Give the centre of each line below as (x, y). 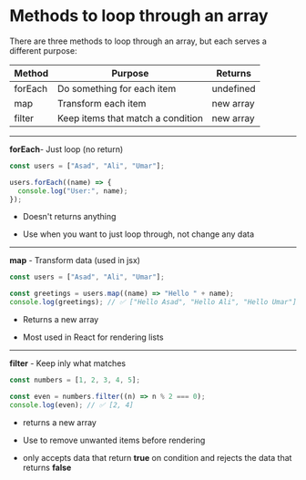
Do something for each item (117, 88)
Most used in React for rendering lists (93, 337)
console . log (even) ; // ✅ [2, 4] (71, 405)
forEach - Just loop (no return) (66, 149)
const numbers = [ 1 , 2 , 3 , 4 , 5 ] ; (75, 380)
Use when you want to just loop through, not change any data (138, 234)
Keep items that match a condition (130, 117)
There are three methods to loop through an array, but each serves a (138, 41)
